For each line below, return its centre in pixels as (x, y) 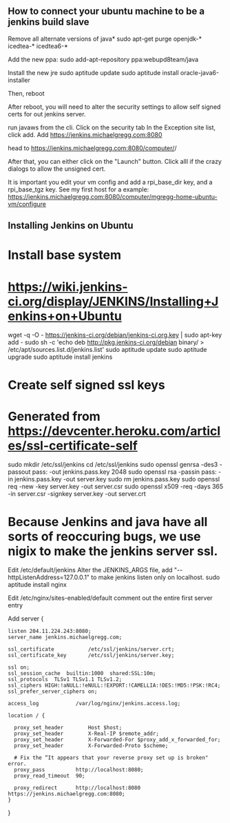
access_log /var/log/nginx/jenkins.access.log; (94, 704)
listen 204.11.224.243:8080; (50, 632)
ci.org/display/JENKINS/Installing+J (113, 301)
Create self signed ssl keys (86, 385)
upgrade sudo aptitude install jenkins (60, 357)
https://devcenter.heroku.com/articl (114, 431)
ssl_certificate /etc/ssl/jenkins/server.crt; (91, 649)
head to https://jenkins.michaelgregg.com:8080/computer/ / (92, 148)
